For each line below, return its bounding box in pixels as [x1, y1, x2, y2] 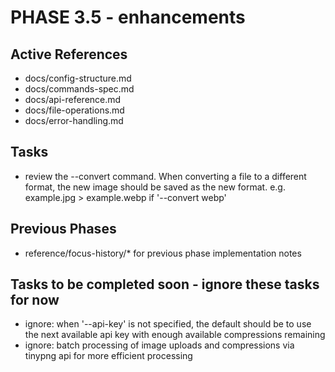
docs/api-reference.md [24, 94, 122, 105]
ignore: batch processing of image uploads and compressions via [24, 339, 295, 351]
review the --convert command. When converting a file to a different [24, 170, 307, 182]
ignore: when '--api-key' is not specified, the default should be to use [24, 318, 312, 330]
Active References [10, 46, 128, 63]
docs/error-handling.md [24, 115, 124, 126]
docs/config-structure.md [24, 72, 132, 84]
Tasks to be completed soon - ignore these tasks [10, 276, 320, 293]
